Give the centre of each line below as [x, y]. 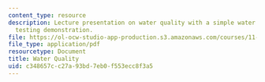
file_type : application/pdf [54, 45]
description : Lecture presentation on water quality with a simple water [132, 23]
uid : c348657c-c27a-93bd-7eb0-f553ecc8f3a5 [81, 66]
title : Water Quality [44, 59]
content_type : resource [47, 15]
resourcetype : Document [47, 52]
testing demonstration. [54, 30]
